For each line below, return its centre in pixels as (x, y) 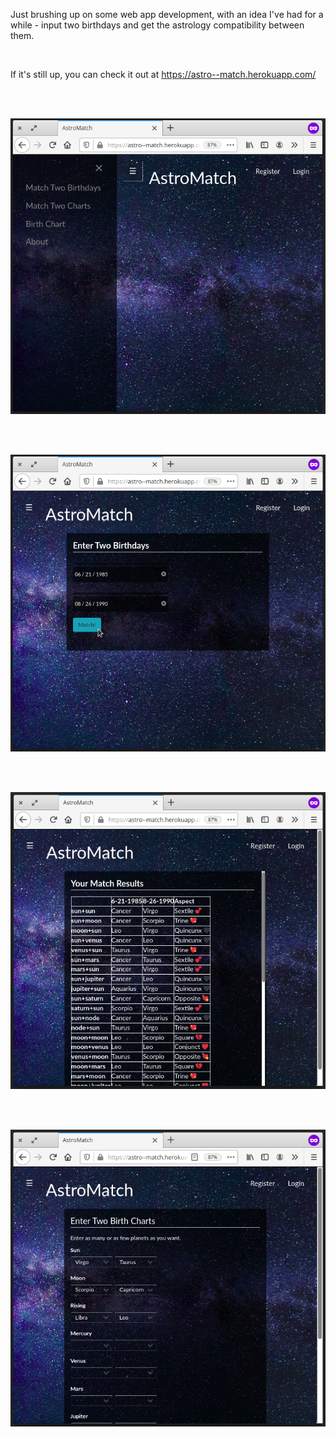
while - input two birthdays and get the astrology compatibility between (157, 25)
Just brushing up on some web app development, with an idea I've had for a (167, 14)
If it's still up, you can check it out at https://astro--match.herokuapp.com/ (163, 74)
